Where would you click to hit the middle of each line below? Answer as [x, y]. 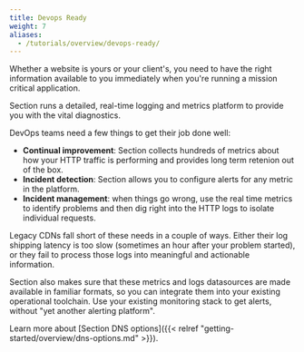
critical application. [45, 88]
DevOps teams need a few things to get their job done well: [120, 133]
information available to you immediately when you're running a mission [144, 79]
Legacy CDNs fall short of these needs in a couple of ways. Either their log [149, 236]
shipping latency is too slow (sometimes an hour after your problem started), [152, 245]
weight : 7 [28, 26]
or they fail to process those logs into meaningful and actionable [130, 255]
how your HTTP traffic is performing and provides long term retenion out [158, 161]
